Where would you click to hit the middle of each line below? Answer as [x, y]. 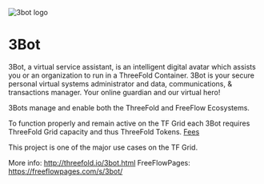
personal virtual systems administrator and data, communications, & [120, 83]
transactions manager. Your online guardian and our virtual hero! [114, 92]
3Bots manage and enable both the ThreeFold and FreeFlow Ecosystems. [129, 107]
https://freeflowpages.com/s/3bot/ [66, 171]
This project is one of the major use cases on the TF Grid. [103, 147]
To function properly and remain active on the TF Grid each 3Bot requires [129, 123]
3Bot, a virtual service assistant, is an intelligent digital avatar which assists [132, 66]
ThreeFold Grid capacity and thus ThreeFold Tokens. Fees [104, 131]
